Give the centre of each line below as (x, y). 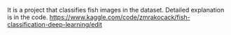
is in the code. (28, 17)
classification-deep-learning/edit (55, 24)
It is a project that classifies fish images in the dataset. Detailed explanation (116, 10)
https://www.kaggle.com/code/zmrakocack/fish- (120, 17)
